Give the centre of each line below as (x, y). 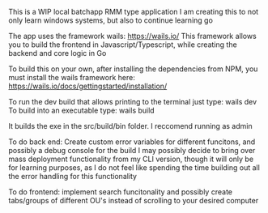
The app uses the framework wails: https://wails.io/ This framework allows (132, 36)
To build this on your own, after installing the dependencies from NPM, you (133, 69)
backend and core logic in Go (57, 53)
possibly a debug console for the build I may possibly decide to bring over (132, 150)
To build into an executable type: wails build (82, 110)
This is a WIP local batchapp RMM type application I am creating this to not (134, 12)
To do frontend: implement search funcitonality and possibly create (121, 192)
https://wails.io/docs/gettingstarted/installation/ (88, 86)
